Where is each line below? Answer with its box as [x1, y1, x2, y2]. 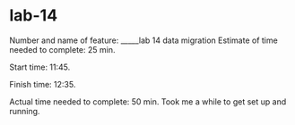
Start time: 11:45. [9, 62, 71, 72]
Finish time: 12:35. [9, 79, 76, 89]
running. [9, 105, 40, 116]
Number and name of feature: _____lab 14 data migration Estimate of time [9, 35, 278, 46]
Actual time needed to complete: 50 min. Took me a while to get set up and [9, 96, 287, 107]
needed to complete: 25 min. [9, 44, 116, 54]
